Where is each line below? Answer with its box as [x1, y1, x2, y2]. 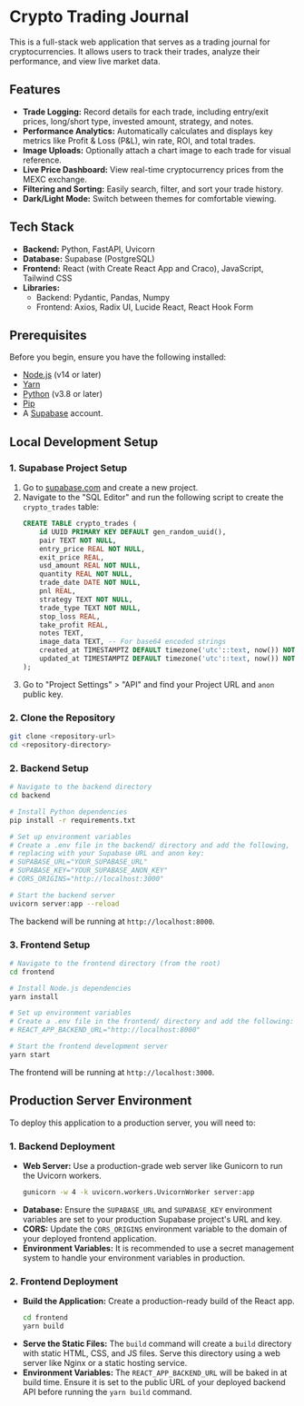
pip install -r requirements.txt [9, 816, 136, 825]
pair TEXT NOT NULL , [39, 536, 117, 545]
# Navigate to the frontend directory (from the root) [9, 958, 221, 968]
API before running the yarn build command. [22, 1386, 192, 1397]
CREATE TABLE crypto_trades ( [22, 520, 138, 529]
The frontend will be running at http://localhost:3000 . [9, 1066, 215, 1077]
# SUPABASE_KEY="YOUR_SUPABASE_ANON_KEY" [9, 866, 169, 876]
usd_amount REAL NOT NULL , [39, 561, 142, 570]
